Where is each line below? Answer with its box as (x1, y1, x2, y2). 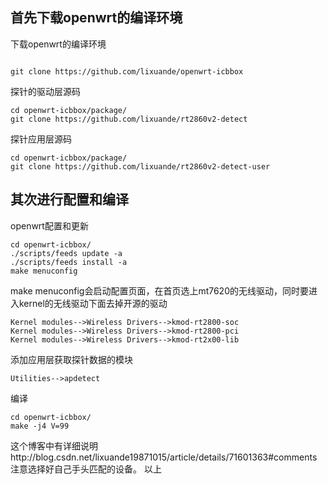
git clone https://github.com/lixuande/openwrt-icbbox (10, 66, 244, 77)
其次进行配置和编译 (10, 191, 129, 208)
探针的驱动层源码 (10, 85, 81, 97)
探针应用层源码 (10, 133, 72, 145)
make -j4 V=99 (10, 421, 70, 431)
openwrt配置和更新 (10, 219, 89, 232)
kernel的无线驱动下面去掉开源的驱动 (18, 297, 168, 309)
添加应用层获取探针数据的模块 (10, 353, 133, 365)
